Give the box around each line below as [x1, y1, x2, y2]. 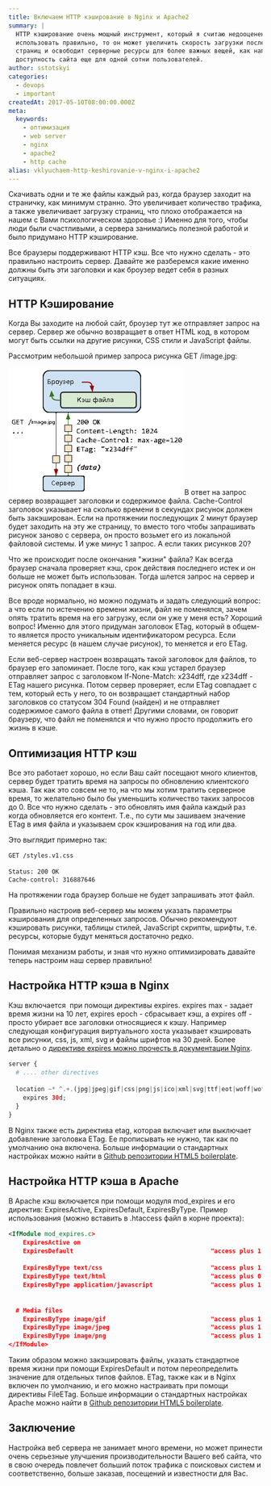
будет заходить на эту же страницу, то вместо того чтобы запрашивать [8, 521, 256, 532]
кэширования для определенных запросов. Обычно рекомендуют [8, 915, 238, 923]
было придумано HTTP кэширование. [8, 232, 139, 242]
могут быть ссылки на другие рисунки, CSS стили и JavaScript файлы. [8, 336, 252, 345]
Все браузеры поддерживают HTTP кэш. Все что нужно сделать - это [8, 248, 250, 257]
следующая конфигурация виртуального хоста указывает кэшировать [8, 1026, 252, 1036]
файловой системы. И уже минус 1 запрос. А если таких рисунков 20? [8, 539, 252, 549]
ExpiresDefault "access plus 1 [23, 1247, 262, 1255]
